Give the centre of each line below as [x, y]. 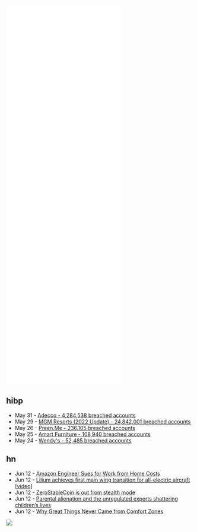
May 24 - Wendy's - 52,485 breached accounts [73, 440]
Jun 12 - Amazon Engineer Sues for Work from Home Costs [87, 473]
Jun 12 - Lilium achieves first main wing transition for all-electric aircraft [102, 480]
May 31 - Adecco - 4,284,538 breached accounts [75, 415]
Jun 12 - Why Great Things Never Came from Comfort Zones [89, 511]
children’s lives [33, 505]
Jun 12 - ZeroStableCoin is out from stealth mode [75, 492]
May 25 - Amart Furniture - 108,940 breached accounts [83, 434]
